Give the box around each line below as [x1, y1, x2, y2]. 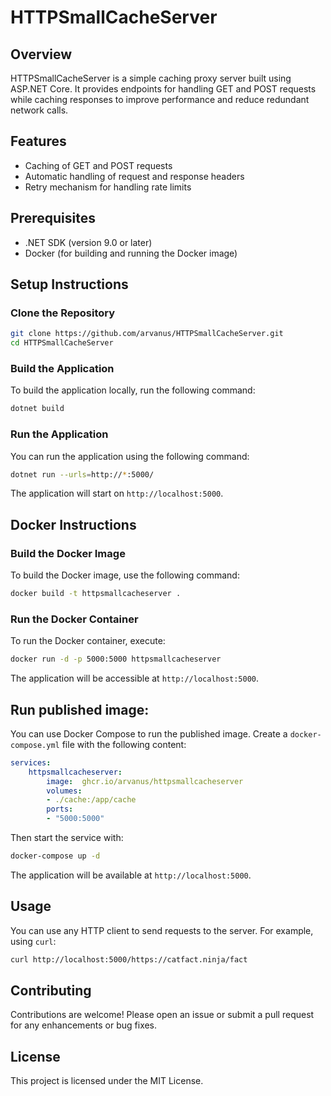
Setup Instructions [10, 276, 129, 293]
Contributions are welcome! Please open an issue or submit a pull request [10, 1009, 315, 1021]
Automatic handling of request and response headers [24, 170, 245, 182]
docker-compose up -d [10, 851, 101, 861]
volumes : [46, 786, 83, 796]
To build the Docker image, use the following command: [10, 569, 240, 581]
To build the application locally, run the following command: [10, 384, 256, 396]
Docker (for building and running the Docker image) [24, 247, 238, 259]
